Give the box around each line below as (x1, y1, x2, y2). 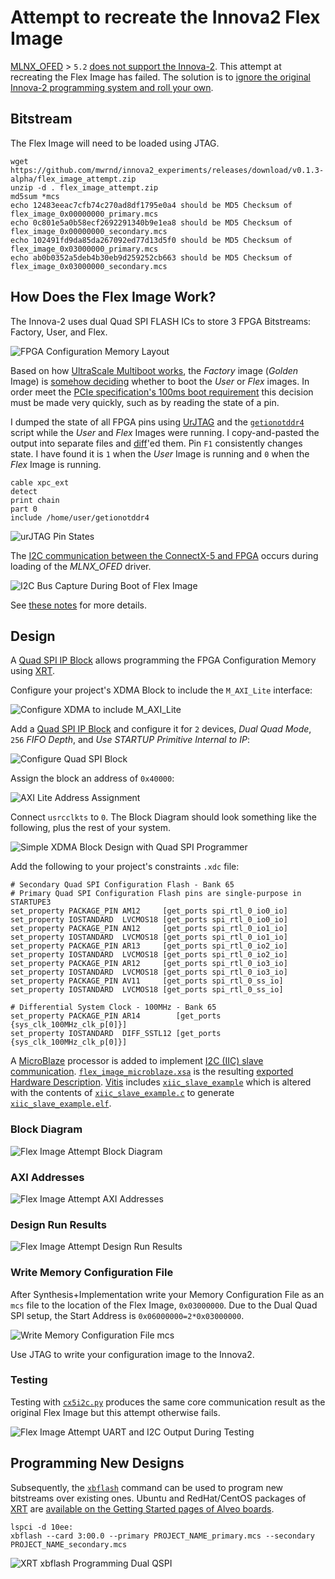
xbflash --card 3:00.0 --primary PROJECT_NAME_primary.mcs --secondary (10, 1531, 315, 1541)
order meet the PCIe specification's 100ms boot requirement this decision (10, 386, 314, 398)
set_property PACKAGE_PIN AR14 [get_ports (10, 1011, 222, 1021)
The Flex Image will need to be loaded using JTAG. (10, 137, 220, 149)
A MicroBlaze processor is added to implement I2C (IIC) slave (10, 1055, 264, 1067)
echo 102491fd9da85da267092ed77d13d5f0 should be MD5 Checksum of (10, 235, 293, 245)
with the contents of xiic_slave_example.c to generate (10, 1087, 235, 1099)
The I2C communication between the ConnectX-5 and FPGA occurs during (10, 549, 319, 561)
